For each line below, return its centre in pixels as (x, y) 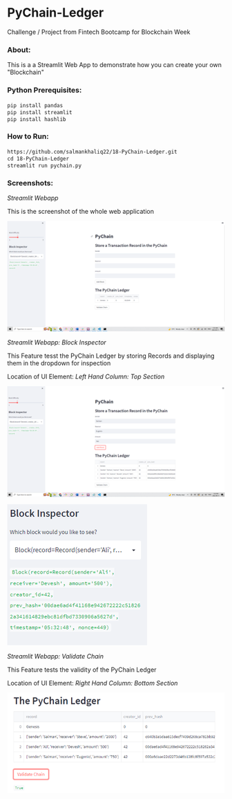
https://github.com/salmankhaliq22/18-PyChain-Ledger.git (92, 151)
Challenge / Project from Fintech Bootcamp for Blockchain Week (99, 32)
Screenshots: (30, 183)
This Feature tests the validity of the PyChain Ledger (82, 670)
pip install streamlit (40, 112)
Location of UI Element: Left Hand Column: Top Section (86, 377)
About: (19, 50)
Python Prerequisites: (45, 90)
